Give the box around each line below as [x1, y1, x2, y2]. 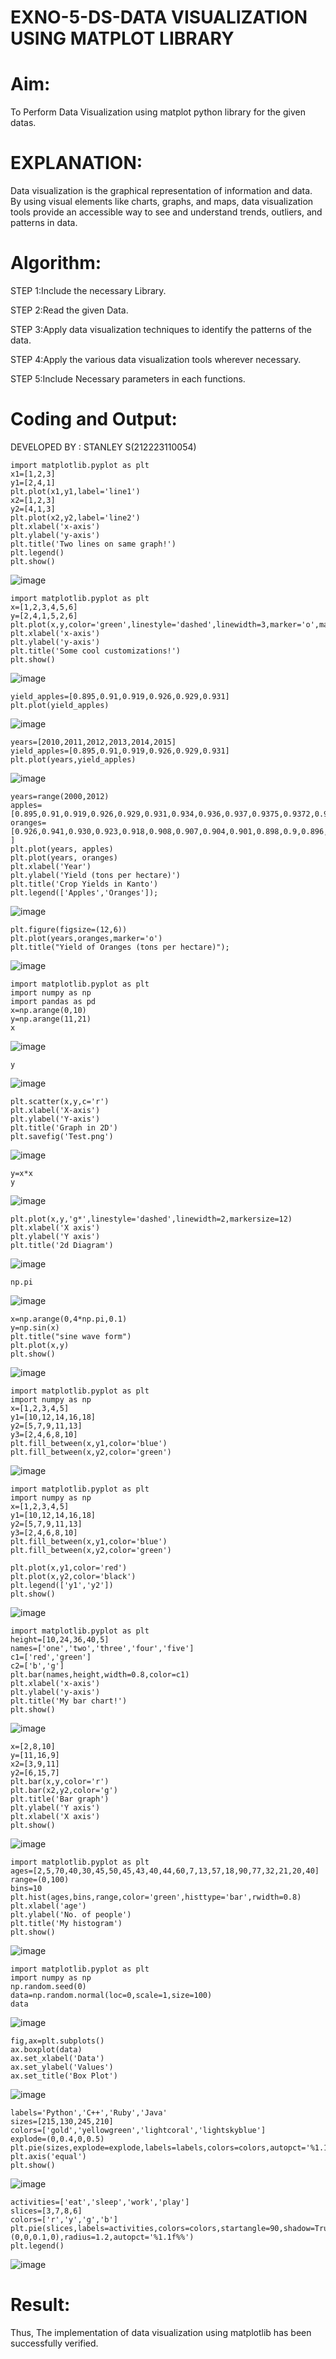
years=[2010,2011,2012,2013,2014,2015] [10, 737, 177, 747]
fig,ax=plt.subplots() [10, 2036, 105, 2046]
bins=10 [10, 1883, 43, 1893]
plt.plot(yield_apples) [10, 700, 110, 710]
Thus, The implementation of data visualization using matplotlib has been [10, 2326, 312, 2338]
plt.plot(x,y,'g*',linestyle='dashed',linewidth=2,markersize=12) [10, 1214, 293, 1224]
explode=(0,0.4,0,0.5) [10, 2134, 105, 2144]
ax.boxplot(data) [10, 2044, 83, 2055]
